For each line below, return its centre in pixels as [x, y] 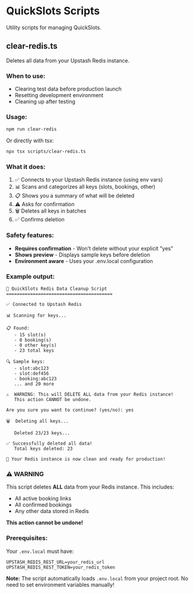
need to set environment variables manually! [60, 584]
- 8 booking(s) [33, 340]
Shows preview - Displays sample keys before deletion [82, 255]
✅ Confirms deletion [40, 220]
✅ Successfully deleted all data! [49, 443]
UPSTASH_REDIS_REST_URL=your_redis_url [55, 562]
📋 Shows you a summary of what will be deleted [74, 196]
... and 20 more [34, 384]
